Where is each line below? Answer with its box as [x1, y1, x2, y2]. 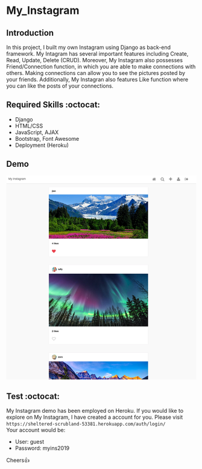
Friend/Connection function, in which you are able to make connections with [6, 63, 196, 70]
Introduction [6, 28, 54, 38]
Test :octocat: [6, 391, 60, 401]
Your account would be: [6, 427, 66, 434]
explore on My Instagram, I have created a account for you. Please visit [6, 413, 183, 421]
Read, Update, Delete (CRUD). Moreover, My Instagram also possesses [6, 57, 183, 63]
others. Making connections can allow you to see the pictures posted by [6, 70, 186, 76]
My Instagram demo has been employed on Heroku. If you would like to [6, 407, 184, 415]
